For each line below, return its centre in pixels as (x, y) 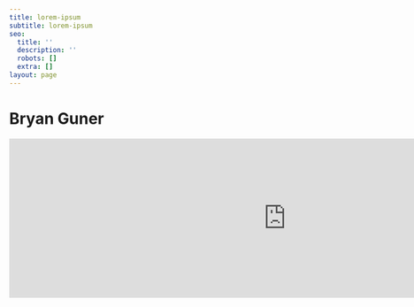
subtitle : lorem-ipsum (51, 26)
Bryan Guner (57, 118)
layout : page (33, 75)
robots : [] (37, 58)
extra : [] (35, 67)
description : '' (47, 50)
